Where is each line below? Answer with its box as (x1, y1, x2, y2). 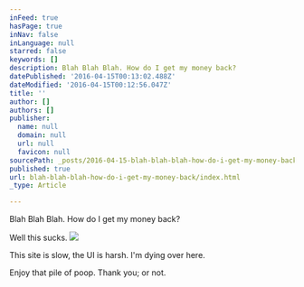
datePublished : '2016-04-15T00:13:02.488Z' (9, 72, 176, 81)
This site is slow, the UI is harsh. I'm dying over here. (9, 250, 205, 261)
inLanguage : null (9, 38, 75, 48)
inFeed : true (9, 13, 59, 23)
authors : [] (9, 106, 54, 115)
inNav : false (9, 30, 59, 39)
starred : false (9, 47, 67, 56)
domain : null (17, 131, 67, 140)
